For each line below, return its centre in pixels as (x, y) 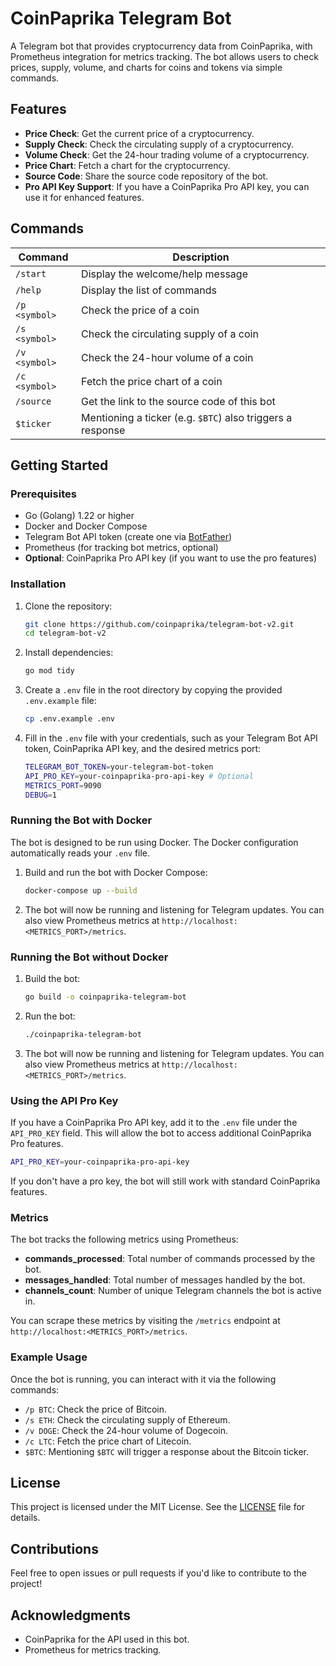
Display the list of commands (149, 290)
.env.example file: (60, 701)
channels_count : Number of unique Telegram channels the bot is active (173, 1291)
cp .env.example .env (69, 719)
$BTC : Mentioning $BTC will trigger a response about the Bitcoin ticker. (166, 1451)
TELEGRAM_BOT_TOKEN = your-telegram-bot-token (119, 767)
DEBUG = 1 (40, 795)
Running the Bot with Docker (81, 820)
